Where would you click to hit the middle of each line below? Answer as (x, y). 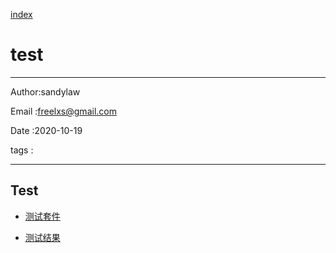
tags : (22, 150)
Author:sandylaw (45, 91)
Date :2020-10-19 (46, 130)
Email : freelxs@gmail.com (63, 111)
